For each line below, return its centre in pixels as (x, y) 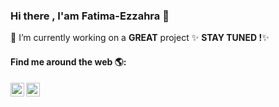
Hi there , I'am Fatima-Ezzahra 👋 (90, 16)
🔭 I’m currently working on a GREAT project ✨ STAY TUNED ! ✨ (140, 38)
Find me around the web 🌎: (68, 61)
